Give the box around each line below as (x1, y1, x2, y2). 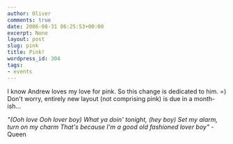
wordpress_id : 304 (7, 55, 61, 62)
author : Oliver (7, 10, 51, 17)
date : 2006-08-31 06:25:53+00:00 (7, 23, 104, 30)
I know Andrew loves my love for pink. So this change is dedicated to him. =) (7, 87, 227, 96)
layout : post (7, 36, 45, 43)
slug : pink (7, 42, 39, 49)
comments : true (7, 17, 51, 24)
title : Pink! (7, 49, 45, 56)
